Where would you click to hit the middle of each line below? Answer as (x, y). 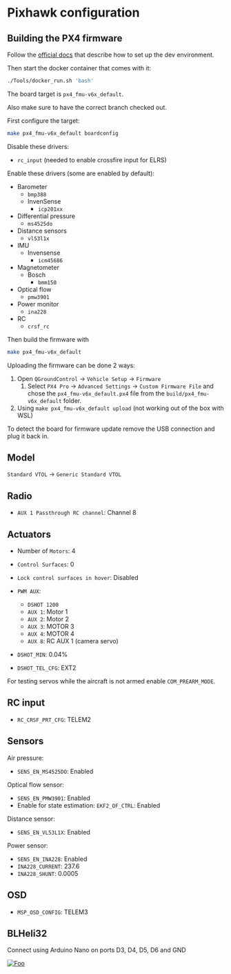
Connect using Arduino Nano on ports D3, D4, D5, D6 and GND (97, 950)
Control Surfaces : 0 (46, 565)
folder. (72, 400)
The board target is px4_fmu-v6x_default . (66, 94)
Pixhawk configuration (73, 13)
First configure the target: (43, 120)
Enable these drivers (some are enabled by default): (81, 173)
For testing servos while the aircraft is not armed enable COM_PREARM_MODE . (111, 681)
